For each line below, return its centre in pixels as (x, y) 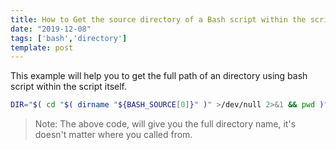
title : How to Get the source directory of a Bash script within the (158, 19)
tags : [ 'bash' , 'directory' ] (69, 38)
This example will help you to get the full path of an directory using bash (159, 76)
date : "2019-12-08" (51, 29)
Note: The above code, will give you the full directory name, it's (165, 124)
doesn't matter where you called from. (113, 135)
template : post (42, 47)
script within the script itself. (69, 87)
